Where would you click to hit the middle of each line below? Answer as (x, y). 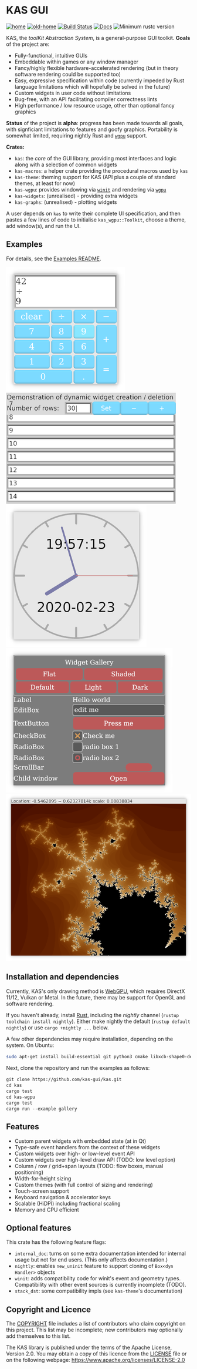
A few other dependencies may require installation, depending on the (90, 1039)
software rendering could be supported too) (68, 74)
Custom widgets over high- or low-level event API (74, 1153)
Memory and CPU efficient (47, 1209)
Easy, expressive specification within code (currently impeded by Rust (99, 80)
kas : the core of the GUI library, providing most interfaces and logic (96, 158)
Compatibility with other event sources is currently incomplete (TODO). (100, 1285)
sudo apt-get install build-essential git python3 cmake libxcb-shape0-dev (101, 1056)
